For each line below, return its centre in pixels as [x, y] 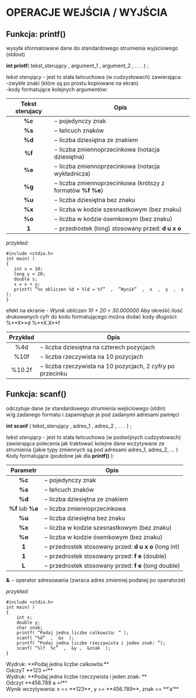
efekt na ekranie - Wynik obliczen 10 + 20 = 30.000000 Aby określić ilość [94, 310]
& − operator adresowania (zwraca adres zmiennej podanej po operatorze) [96, 580]
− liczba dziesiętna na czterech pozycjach [97, 347]
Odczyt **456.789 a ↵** [37, 683]
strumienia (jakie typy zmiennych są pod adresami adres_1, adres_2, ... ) [92, 450]
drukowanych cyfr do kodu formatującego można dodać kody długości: [92, 317]
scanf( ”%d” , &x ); [45, 638]
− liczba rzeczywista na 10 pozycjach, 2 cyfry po [107, 366]
